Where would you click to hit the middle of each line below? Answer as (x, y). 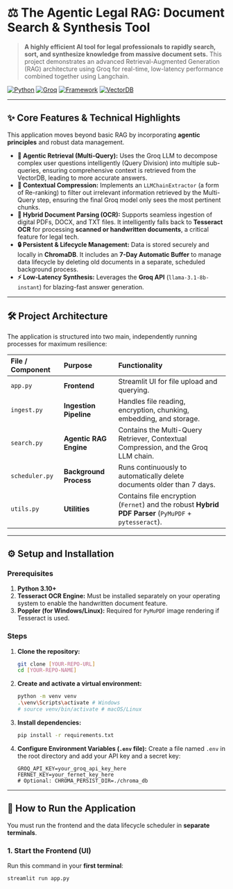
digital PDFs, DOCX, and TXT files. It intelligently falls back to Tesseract (120, 222)
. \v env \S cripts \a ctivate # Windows (69, 703)
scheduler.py (32, 476)
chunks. (28, 207)
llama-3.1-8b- (189, 278)
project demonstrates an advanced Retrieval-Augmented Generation (122, 61)
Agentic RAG (85, 439)
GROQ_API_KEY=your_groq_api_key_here (72, 768)
